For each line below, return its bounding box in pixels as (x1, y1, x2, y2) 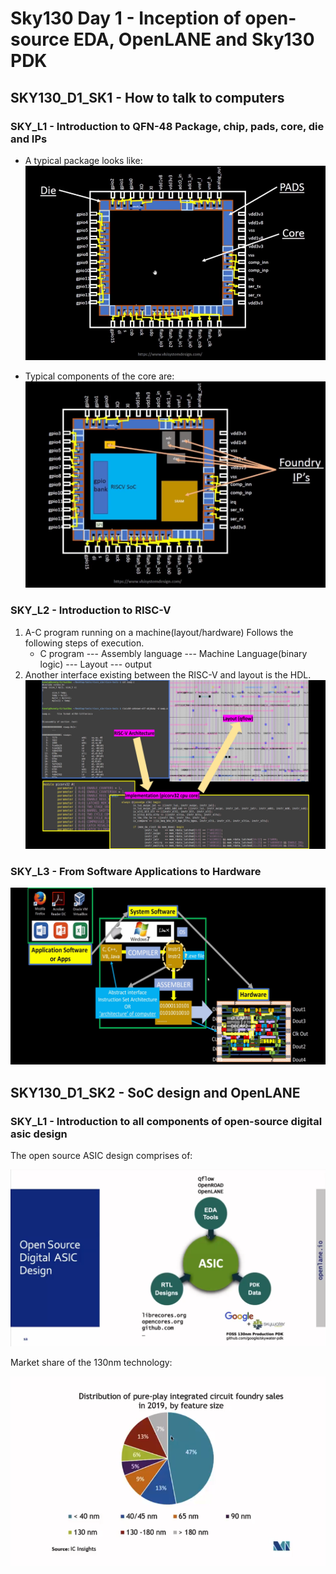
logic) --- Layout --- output (39, 658, 152, 670)
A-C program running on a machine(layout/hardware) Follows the (24, 626, 294, 638)
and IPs (10, 132, 48, 146)
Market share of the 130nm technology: (10, 1356, 173, 1368)
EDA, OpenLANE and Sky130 (73, 28, 315, 51)
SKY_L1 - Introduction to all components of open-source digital (10, 1114, 323, 1128)
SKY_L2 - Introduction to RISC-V (10, 603, 172, 617)
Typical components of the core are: (24, 370, 175, 382)
